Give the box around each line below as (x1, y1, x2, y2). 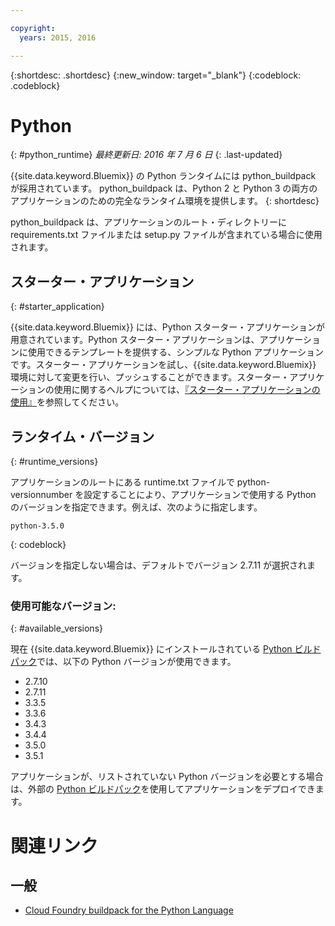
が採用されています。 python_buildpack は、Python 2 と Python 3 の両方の (10, 182, 318, 195)
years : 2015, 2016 (19, 32, 97, 43)
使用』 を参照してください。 (10, 396, 125, 408)
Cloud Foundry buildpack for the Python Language (24, 904, 234, 916)
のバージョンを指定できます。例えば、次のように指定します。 (10, 501, 263, 513)
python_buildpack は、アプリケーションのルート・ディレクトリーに (10, 216, 287, 228)
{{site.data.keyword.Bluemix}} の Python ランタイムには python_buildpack (10, 170, 317, 182)
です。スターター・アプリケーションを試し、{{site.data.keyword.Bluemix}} (10, 359, 317, 371)
